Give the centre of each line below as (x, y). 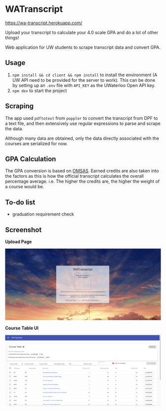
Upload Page (19, 242)
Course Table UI (22, 328)
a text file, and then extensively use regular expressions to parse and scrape (83, 123)
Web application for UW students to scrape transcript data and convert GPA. (83, 47)
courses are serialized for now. (37, 143)
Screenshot (23, 230)
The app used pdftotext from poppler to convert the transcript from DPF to (82, 118)
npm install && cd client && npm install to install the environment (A (85, 75)
